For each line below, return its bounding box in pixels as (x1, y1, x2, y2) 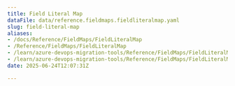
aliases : (7, 29, 33, 37)
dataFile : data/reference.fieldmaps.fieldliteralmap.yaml (7, 17, 180, 24)
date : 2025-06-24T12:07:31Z (7, 62, 90, 69)
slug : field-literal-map (7, 23, 80, 30)
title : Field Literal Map (7, 10, 83, 17)
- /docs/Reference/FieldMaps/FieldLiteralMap (7, 36, 142, 43)
